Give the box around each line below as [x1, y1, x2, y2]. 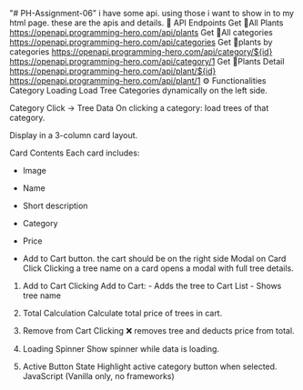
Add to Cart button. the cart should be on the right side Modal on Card [22, 254, 287, 264]
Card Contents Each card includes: [9, 147, 140, 158]
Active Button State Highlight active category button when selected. [22, 361, 278, 372]
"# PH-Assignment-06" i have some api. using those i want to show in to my [9, 8, 294, 18]
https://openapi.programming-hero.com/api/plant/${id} [9, 65, 217, 76]
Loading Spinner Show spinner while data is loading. [22, 344, 220, 354]
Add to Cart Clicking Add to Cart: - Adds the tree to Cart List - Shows [22, 281, 282, 291]
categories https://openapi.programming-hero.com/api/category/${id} [9, 46, 273, 57]
